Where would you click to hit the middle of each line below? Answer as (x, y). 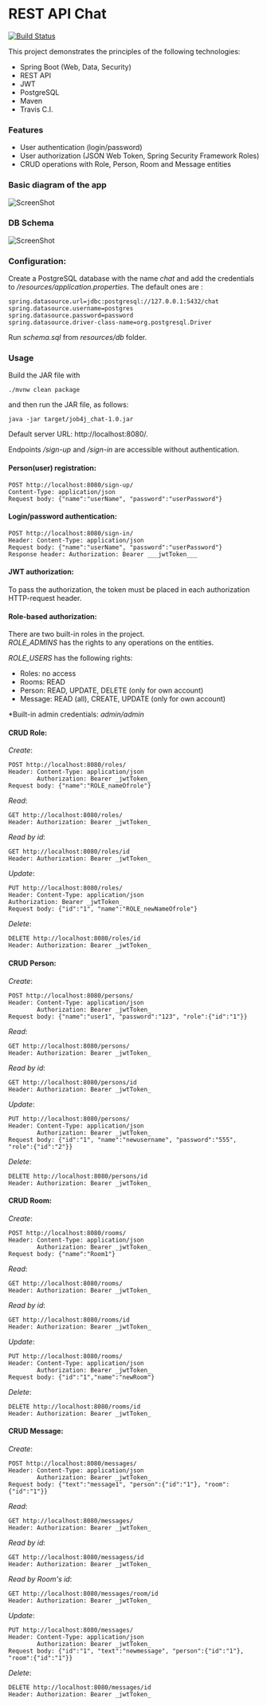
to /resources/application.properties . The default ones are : (106, 287)
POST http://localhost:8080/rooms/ (67, 1233)
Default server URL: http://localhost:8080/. (79, 434)
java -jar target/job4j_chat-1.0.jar (71, 420)
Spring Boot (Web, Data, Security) (75, 67)
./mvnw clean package (44, 390)
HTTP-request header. (45, 598)
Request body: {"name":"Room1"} (62, 1254)
